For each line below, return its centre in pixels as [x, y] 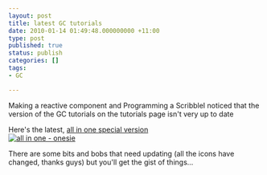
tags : [17, 68]
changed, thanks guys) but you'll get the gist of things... [101, 162]
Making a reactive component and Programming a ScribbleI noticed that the [134, 105]
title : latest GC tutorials [55, 23]
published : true [35, 46]
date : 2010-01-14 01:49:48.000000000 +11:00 [84, 31]
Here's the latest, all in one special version [78, 129]
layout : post [30, 16]
